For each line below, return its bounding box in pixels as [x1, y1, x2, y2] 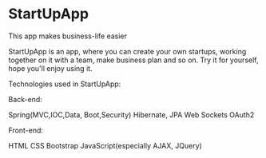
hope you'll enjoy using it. [8, 63, 93, 73]
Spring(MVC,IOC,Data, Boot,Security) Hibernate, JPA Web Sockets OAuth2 [8, 109, 255, 120]
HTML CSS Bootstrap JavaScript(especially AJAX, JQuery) [8, 140, 202, 150]
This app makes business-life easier [8, 31, 128, 41]
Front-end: [8, 125, 44, 135]
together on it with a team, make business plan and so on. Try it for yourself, [8, 55, 259, 65]
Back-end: [8, 94, 42, 104]
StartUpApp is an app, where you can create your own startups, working [8, 46, 247, 56]
